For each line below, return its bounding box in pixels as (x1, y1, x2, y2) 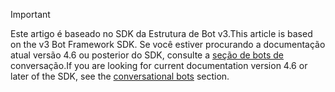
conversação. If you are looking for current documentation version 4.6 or (10, 60, 308, 71)
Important (10, 9, 51, 20)
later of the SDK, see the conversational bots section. (10, 70, 230, 82)
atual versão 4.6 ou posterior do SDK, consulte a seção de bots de (10, 49, 285, 61)
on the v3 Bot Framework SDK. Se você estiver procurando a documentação (10, 39, 326, 50)
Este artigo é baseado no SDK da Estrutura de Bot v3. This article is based (10, 28, 313, 39)
